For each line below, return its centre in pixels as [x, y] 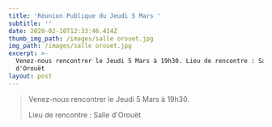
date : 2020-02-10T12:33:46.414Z [63, 31]
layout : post [30, 76]
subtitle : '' [30, 23]
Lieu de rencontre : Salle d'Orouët [85, 115]
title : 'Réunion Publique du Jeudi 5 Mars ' [85, 16]
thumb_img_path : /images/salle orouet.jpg [81, 38]
